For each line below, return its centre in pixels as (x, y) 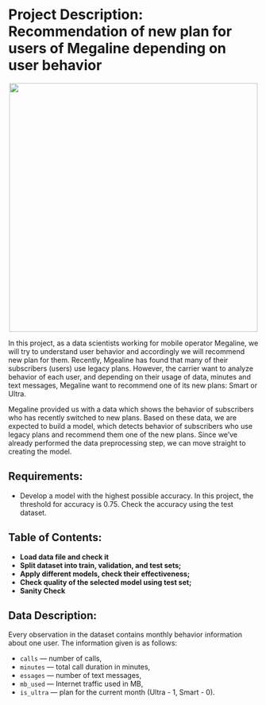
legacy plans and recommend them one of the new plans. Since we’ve (123, 434)
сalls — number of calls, (60, 659)
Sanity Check (42, 590)
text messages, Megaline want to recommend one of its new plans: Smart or (133, 385)
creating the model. (40, 451)
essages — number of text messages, (81, 676)
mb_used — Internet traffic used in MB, (81, 684)
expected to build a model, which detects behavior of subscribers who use (130, 426)
